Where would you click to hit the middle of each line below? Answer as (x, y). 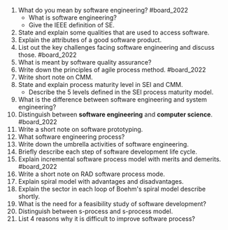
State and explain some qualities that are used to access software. (114, 32)
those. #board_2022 (47, 55)
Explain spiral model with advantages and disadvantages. (101, 181)
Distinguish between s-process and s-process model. (95, 211)
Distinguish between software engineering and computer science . (115, 114)
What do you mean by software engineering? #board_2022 (103, 10)
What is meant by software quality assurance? (85, 62)
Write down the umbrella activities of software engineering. (104, 144)
